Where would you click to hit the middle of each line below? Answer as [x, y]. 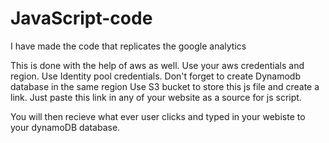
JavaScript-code [81, 18]
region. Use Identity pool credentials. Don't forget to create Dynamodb [155, 76]
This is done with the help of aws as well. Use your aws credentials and [157, 65]
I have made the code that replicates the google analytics [128, 46]
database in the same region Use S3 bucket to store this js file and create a [165, 86]
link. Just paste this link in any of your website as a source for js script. [156, 97]
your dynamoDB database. [65, 127]
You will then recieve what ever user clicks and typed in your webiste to [158, 116]
